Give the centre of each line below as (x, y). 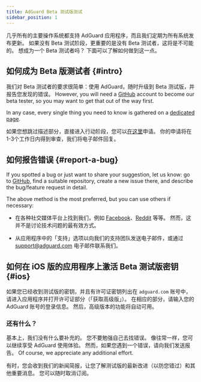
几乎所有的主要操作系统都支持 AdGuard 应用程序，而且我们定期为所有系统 (97, 35)
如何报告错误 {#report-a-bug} (62, 160)
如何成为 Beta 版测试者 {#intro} (64, 71)
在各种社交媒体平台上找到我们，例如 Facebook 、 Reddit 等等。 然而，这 (103, 218)
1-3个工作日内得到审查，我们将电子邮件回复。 (63, 139)
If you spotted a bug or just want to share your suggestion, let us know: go (98, 174)
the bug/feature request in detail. (47, 188)
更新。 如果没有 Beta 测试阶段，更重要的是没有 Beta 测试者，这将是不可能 (102, 43)
